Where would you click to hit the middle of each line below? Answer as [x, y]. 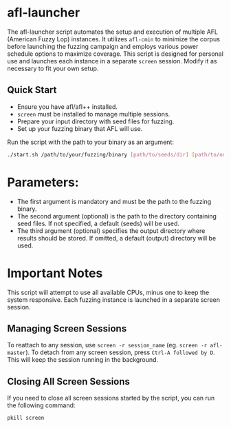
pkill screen [26, 418]
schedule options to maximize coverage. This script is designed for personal [115, 54]
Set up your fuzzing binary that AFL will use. [80, 128]
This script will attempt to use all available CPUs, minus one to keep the [108, 292]
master [16, 353]
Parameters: [43, 182]
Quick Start [32, 90]
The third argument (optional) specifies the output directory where [111, 231]
